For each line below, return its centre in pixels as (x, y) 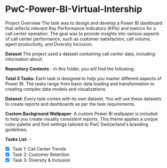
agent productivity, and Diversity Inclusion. (49, 44)
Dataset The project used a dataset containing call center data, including (80, 54)
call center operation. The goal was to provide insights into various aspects (82, 33)
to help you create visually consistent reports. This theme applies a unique (82, 119)
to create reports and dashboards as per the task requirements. (70, 104)
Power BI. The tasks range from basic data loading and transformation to (80, 84)
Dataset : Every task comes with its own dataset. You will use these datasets (83, 99)
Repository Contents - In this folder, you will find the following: (70, 69)
